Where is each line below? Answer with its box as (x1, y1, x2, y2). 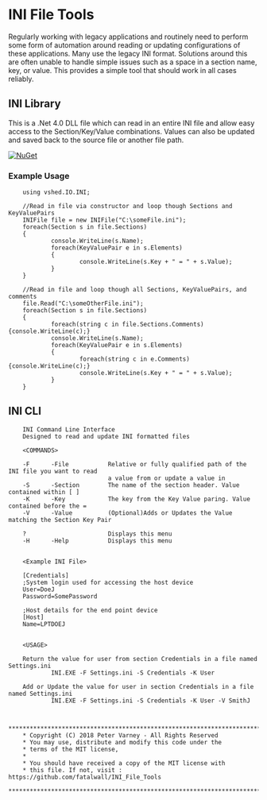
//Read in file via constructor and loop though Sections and (22, 203, 233, 211)
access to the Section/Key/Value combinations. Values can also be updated (8, 126, 255, 136)
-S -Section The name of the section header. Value (22, 481, 240, 489)
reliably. (8, 74, 34, 83)
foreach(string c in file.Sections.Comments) (50, 320, 204, 329)
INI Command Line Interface (22, 425, 115, 434)
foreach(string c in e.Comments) (79, 355, 191, 363)
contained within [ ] (8, 488, 80, 496)
